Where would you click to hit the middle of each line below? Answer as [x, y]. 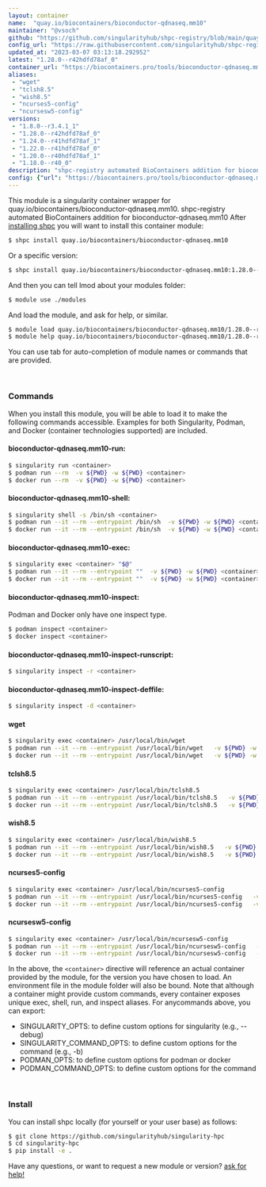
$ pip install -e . [40, 1151]
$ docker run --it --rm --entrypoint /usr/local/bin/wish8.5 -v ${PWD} [133, 855]
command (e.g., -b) [51, 1051]
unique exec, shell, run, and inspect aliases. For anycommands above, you [129, 1003]
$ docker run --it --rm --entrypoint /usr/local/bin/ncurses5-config [125, 904]
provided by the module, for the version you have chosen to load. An [120, 978]
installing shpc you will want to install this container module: [106, 225]
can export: [27, 1011]
